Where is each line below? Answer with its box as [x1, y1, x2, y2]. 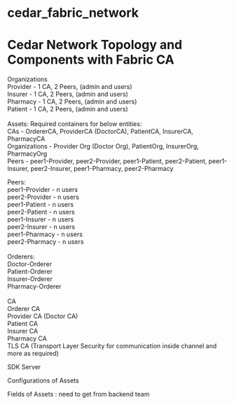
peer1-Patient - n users [7, 200, 74, 209]
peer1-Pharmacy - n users [7, 230, 83, 239]
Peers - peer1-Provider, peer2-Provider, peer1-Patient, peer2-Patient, [7, 157, 207, 165]
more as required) [7, 349, 60, 358]
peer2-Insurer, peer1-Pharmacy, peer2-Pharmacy [30, 165, 174, 173]
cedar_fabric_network [7, 5, 139, 21]
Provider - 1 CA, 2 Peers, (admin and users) [7, 83, 132, 91]
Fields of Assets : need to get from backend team [7, 390, 150, 399]
